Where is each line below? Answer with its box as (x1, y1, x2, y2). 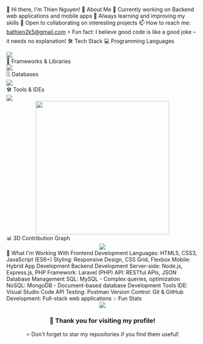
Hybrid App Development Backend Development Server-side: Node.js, (6, 262, 183, 270)
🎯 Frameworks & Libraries (6, 58, 71, 65)
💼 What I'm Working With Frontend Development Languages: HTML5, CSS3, (6, 249, 198, 256)
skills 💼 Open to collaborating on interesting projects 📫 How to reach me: (6, 19, 191, 26)
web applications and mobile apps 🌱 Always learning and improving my (6, 12, 185, 20)
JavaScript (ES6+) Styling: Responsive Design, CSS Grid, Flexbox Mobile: (6, 256, 191, 263)
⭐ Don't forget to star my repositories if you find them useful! (26, 331, 179, 338)
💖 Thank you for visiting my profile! (49, 316, 155, 324)
